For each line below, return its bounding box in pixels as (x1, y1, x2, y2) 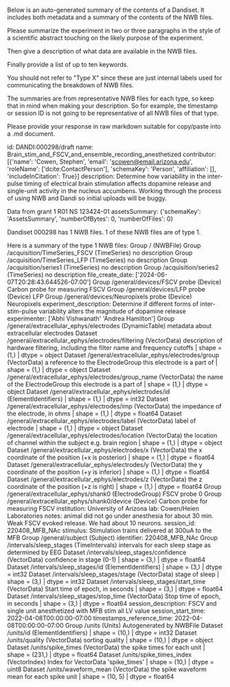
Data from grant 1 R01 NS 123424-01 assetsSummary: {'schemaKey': (7, 208, 201, 215)
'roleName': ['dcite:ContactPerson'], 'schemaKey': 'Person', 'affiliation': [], (7, 165, 216, 173)
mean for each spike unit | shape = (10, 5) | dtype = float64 (7, 673, 174, 680)
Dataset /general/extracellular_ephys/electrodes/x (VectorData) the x (7, 446, 203, 454)
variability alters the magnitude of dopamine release (38, 307, 187, 315)
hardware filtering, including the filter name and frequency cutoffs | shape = (7, 344, 222, 351)
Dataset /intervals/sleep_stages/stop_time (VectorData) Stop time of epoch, (7, 592, 221, 600)
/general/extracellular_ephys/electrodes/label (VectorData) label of (7, 417, 196, 425)
